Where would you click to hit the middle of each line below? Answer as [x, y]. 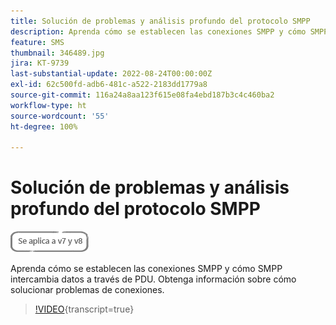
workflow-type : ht [48, 105]
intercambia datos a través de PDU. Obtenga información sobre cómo [153, 279]
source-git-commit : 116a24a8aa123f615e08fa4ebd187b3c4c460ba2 [142, 95]
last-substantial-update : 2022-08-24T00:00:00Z [111, 74]
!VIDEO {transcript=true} [84, 309]
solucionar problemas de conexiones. [87, 290]
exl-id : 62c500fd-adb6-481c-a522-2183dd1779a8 [109, 85]
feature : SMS [37, 42]
